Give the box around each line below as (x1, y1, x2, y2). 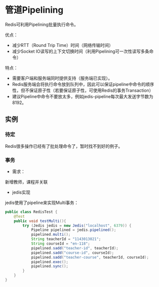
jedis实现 (12, 189, 31, 195)
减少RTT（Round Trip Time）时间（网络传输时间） (12, 42, 113, 48)
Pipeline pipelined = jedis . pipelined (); (31, 227, 117, 232)
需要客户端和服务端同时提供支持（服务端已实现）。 (12, 75, 113, 81)
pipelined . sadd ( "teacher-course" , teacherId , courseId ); (31, 255, 149, 260)
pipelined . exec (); (31, 259, 69, 264)
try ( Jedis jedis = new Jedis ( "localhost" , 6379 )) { (22, 223, 132, 228)
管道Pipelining (5, 4, 64, 16)
